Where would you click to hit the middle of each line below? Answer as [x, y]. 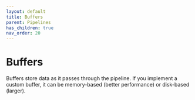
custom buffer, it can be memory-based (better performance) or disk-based [98, 85]
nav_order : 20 [23, 33]
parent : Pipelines [28, 22]
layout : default [26, 11]
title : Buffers [25, 17]
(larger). [16, 91]
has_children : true [30, 28]
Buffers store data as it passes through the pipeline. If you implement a [92, 78]
